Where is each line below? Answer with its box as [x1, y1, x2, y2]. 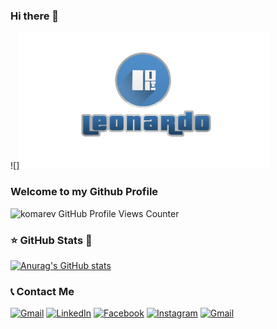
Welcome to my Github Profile [10, 185, 159, 199]
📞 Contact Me [10, 284, 75, 298]
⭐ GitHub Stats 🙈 [10, 233, 93, 247]
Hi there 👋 [10, 9, 60, 23]
